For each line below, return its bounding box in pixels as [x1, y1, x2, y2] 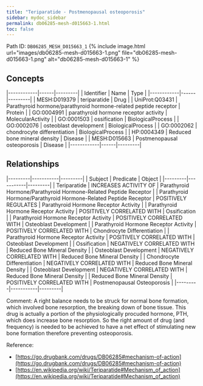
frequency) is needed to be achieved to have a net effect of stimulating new [6, 323, 196, 330]
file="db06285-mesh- [122, 49, 177, 57]
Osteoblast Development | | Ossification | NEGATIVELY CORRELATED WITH [6, 240, 195, 247]
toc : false [6, 26, 34, 32]
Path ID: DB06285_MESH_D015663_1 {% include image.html [6, 43, 146, 50]
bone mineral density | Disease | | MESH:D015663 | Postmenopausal [6, 135, 178, 142]
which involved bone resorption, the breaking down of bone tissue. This [6, 303, 187, 311]
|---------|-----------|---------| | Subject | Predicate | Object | [6, 175, 162, 182]
